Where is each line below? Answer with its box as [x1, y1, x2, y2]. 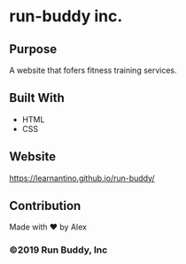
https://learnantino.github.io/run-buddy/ [9, 173, 155, 183]
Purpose [9, 42, 58, 57]
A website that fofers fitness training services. [9, 65, 177, 75]
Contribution [9, 198, 81, 214]
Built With [9, 90, 65, 105]
